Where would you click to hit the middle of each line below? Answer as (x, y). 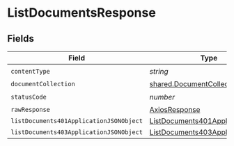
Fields (21, 39)
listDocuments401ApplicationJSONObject (77, 121)
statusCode (29, 97)
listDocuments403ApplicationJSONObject (77, 132)
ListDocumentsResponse (82, 13)
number (162, 97)
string (159, 71)
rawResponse (31, 109)
